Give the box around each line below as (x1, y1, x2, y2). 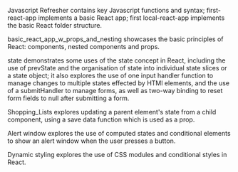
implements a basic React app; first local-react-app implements (38, 14, 225, 22)
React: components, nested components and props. (7, 43, 160, 50)
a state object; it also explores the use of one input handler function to (7, 71, 214, 80)
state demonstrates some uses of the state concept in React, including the (7, 56, 226, 65)
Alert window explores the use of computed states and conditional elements (7, 129, 231, 137)
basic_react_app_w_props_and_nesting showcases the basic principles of (7, 35, 224, 43)
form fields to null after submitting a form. (7, 94, 130, 102)
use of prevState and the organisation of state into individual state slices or (7, 64, 227, 72)
